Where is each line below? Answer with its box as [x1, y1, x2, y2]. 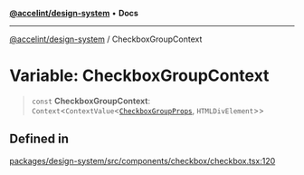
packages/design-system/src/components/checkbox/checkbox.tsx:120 [9, 155, 276, 166]
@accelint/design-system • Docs [9, 8, 138, 18]
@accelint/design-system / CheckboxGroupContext [9, 34, 203, 44]
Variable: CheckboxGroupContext [9, 65, 270, 86]
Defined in [9, 131, 70, 147]
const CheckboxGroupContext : [31, 95, 151, 106]
